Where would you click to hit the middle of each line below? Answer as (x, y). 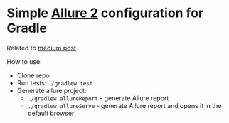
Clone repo (33, 75)
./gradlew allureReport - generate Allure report (98, 98)
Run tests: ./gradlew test (55, 82)
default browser (51, 113)
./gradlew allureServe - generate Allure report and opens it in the (124, 105)
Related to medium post (41, 48)
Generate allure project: (52, 90)
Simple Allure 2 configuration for (105, 13)
